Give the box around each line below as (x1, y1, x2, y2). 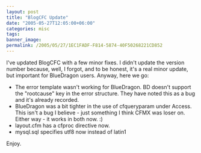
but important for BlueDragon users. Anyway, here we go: (6, 72, 149, 79)
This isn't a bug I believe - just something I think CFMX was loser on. (14, 109, 185, 116)
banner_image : (6, 37, 42, 43)
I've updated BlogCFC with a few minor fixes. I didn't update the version (6, 58, 185, 66)
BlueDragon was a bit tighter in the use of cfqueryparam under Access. (14, 102, 192, 110)
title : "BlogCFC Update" (6, 14, 69, 20)
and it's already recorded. (14, 96, 79, 103)
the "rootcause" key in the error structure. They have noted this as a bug (14, 90, 196, 97)
